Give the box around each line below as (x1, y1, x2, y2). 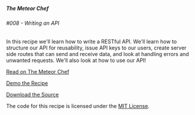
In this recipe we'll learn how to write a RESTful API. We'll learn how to (6, 38, 177, 45)
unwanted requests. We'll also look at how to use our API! (6, 57, 147, 64)
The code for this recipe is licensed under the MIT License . (6, 102, 149, 109)
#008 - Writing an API (6, 19, 60, 27)
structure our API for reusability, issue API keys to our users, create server (6, 44, 187, 51)
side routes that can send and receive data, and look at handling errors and (6, 50, 189, 57)
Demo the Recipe (6, 80, 48, 87)
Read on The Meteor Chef (6, 68, 70, 75)
